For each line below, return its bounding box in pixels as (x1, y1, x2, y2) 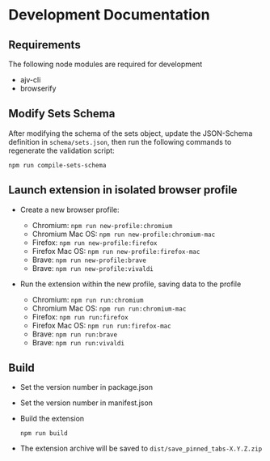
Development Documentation (8, 6, 210, 24)
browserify (19, 83, 57, 93)
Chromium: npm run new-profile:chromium (32, 220, 173, 230)
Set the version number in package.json (19, 383, 154, 392)
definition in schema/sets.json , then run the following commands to (8, 137, 232, 146)
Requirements (8, 38, 81, 52)
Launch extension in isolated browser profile (8, 184, 238, 197)
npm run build (19, 429, 68, 438)
